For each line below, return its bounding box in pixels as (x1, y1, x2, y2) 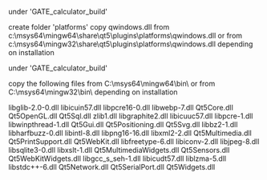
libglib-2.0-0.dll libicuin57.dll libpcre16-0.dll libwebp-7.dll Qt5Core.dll (8, 103, 234, 112)
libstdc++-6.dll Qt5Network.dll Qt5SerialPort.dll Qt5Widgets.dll (8, 162, 216, 171)
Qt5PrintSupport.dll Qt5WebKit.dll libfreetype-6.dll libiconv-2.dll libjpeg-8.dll (8, 137, 260, 146)
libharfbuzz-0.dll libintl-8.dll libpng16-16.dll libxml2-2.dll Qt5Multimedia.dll (8, 128, 253, 138)
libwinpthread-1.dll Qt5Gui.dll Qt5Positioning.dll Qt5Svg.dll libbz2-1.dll (8, 120, 238, 129)
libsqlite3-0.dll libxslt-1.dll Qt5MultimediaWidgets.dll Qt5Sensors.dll (8, 146, 230, 154)
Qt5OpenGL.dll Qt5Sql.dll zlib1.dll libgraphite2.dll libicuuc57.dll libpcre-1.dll (8, 111, 254, 121)
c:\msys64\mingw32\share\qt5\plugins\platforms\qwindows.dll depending (8, 39, 253, 49)
